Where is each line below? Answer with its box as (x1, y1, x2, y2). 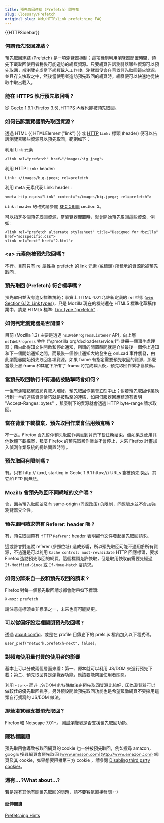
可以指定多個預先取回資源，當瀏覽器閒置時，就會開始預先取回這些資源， (5, 214, 150, 220)
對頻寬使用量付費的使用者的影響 (5, 654, 81, 661)
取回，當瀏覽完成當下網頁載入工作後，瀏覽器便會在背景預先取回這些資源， (9, 67, 159, 73)
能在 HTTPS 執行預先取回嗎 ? (5, 92, 74, 99)
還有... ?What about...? (5, 777, 60, 784)
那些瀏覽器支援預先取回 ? (5, 708, 64, 714)
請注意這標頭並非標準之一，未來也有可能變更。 (5, 606, 99, 612)
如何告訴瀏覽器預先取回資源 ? (5, 118, 74, 125)
